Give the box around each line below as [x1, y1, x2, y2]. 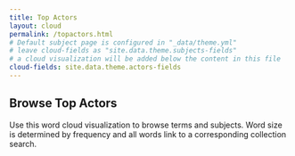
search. [9, 138, 37, 149]
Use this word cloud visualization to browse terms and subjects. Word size [9, 119, 283, 130]
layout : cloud [9, 21, 62, 30]
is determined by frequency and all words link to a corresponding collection [9, 128, 287, 139]
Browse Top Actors [9, 95, 118, 111]
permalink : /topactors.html [9, 29, 114, 38]
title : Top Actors [9, 12, 78, 22]
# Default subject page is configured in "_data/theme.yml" [9, 37, 238, 47]
